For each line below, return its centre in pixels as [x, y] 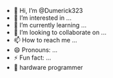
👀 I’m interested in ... [42, 18]
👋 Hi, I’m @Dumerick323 [48, 11]
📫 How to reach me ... [45, 40]
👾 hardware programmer [48, 67]
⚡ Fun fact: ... [32, 57]
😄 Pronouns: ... [36, 50]
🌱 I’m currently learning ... [50, 25]
